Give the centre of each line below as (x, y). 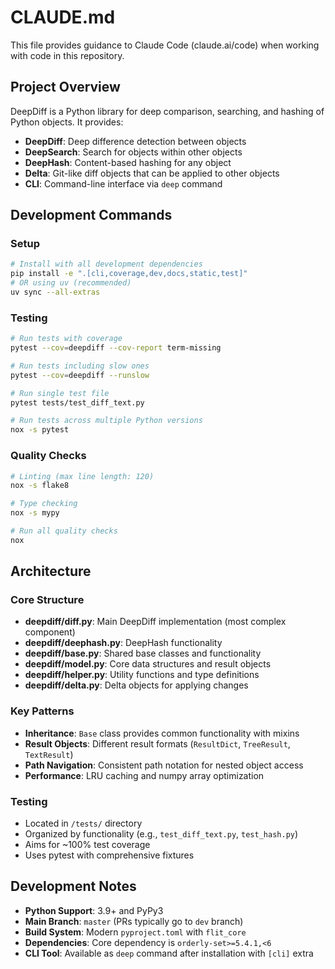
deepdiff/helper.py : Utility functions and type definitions (142, 675)
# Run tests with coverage (66, 339)
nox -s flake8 (40, 486)
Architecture (51, 571)
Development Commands (91, 215)
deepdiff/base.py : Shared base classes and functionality (143, 653)
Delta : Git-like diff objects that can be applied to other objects (152, 173)
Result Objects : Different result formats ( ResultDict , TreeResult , (157, 743)
